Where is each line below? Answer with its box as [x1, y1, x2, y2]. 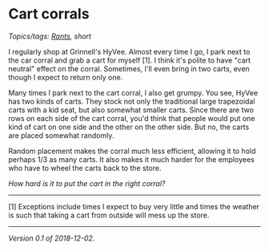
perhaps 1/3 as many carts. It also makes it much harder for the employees [8, 154, 255, 164]
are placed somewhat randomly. [8, 130, 114, 140]
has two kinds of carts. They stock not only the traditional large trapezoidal [8, 96, 255, 106]
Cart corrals [8, 5, 90, 23]
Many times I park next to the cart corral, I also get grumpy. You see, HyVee [8, 87, 259, 97]
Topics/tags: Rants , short [8, 31, 92, 41]
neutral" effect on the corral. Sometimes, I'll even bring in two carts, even [8, 63, 250, 73]
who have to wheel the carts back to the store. [8, 163, 162, 172]
